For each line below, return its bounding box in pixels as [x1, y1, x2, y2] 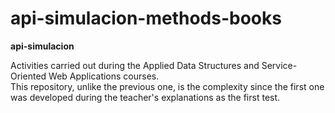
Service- [261, 59, 298, 71]
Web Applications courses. [48, 70, 160, 82]
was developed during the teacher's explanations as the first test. [10, 91, 281, 103]
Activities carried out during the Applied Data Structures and [10, 59, 260, 71]
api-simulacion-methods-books [10, 7, 282, 30]
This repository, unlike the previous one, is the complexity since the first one [10, 80, 325, 92]
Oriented [10, 70, 47, 82]
